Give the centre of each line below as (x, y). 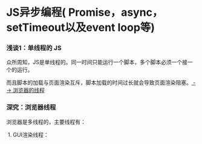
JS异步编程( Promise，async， (85, 12)
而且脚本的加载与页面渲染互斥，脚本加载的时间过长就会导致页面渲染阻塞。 (99, 83)
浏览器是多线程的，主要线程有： (46, 122)
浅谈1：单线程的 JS (34, 48)
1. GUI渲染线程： (28, 134)
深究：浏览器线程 (31, 108)
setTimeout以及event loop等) (81, 28)
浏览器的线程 (29, 90)
